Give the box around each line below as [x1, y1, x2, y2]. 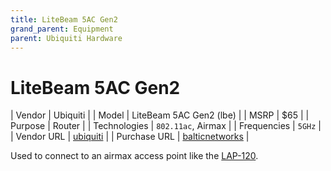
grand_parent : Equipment [10, 24, 114, 34]
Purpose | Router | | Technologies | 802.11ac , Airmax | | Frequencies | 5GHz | [10, 120, 322, 132]
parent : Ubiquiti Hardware [10, 33, 123, 43]
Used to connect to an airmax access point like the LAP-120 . [10, 150, 259, 162]
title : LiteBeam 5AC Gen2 [10, 14, 118, 25]
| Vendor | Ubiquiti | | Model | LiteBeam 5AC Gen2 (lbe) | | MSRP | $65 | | [10, 109, 310, 121]
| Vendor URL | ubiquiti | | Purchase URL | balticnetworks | [10, 131, 250, 143]
